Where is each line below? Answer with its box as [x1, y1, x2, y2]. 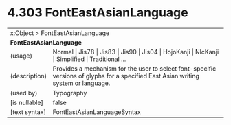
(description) [10, 72, 47, 80]
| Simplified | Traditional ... [52, 55, 126, 63]
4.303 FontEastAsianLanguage [7, 5, 188, 21]
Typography [52, 89, 87, 97]
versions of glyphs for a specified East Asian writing [52, 72, 199, 80]
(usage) [10, 52, 33, 60]
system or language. [52, 79, 111, 87]
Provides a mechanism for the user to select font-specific [52, 65, 217, 73]
